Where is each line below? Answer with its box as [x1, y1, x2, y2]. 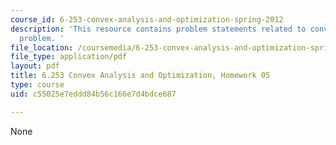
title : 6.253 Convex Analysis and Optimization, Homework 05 [10, 71, 271, 81]
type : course [10, 80, 65, 90]
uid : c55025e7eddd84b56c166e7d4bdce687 [10, 89, 177, 99]
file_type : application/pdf [10, 52, 128, 62]
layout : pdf [10, 61, 60, 71]
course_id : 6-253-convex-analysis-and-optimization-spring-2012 [10, 14, 284, 25]
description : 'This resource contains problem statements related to [10, 24, 307, 34]
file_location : [10, 42, 74, 53]
